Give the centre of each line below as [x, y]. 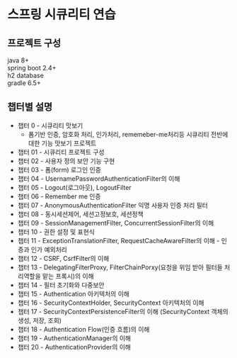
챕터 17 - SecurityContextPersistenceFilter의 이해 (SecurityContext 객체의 [123, 311]
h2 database [25, 75]
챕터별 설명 [30, 107]
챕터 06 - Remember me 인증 [59, 196]
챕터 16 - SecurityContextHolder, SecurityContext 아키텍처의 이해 [111, 303]
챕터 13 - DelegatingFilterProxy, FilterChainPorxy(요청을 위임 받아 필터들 [120, 267]
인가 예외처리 [49, 250]
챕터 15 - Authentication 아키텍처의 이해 [73, 293]
